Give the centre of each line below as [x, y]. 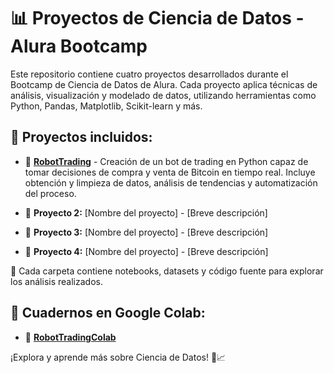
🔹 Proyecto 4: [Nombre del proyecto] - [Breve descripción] [146, 251]
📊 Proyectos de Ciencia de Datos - [157, 18]
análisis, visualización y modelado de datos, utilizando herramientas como [163, 95]
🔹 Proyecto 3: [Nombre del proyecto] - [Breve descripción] [146, 232]
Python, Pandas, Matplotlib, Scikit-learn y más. [106, 106]
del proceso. [50, 193]
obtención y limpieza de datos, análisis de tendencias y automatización [171, 182]
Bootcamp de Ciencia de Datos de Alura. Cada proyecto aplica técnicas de [164, 84]
